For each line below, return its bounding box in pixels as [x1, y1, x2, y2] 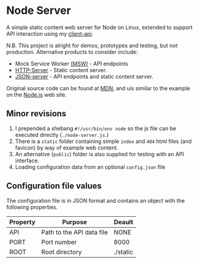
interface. [15, 157, 39, 164]
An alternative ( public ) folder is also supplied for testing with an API [15, 150, 184, 157]
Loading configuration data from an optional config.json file [15, 163, 166, 170]
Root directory [41, 248, 82, 256]
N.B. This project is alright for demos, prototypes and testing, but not [6, 42, 178, 49]
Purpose [62, 217, 88, 226]
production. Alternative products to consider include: [6, 48, 138, 55]
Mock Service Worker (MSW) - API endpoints [15, 60, 128, 67]
